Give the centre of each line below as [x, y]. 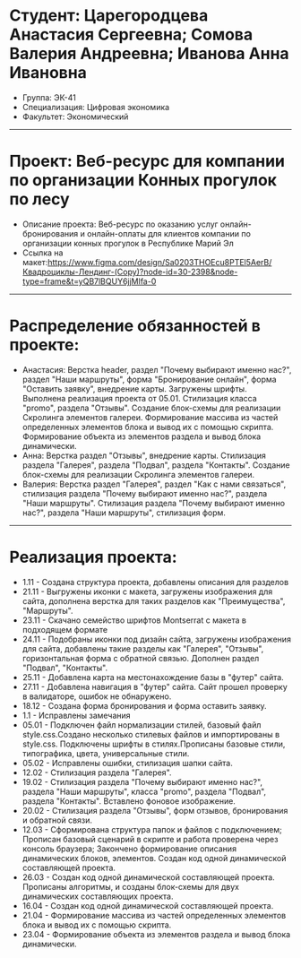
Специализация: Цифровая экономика [96, 107]
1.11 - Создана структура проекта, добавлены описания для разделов [155, 582]
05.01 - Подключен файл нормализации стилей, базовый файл [142, 725]
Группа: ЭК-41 [49, 97]
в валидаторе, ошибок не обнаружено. [97, 696]
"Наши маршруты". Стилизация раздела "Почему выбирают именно [153, 503]
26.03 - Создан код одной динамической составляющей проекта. [148, 877]
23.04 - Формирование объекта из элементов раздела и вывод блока [156, 934]
